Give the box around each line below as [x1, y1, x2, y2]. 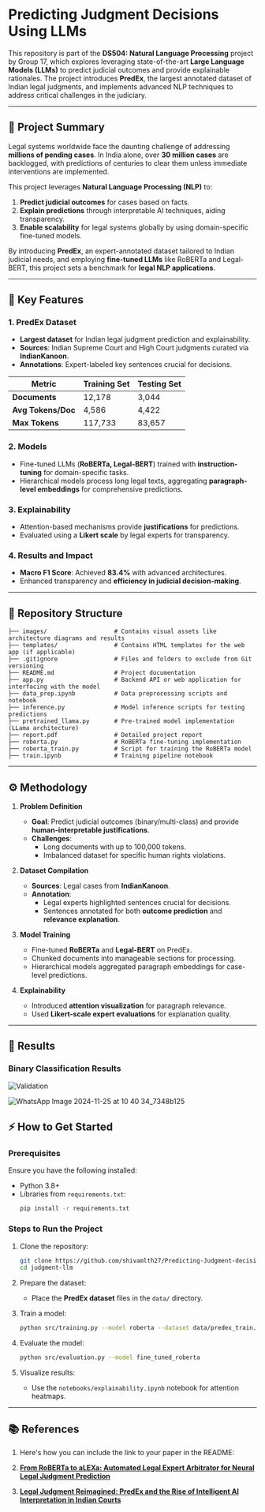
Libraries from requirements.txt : [19, 1189, 126, 1199]
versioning [8, 662, 44, 670]
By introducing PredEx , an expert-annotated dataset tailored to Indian [8, 246, 235, 256]
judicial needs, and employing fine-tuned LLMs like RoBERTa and [8, 254, 222, 264]
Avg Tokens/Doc [12, 405, 77, 416]
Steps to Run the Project [8, 1223, 103, 1234]
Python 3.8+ [19, 1181, 61, 1191]
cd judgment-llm [19, 1264, 73, 1272]
